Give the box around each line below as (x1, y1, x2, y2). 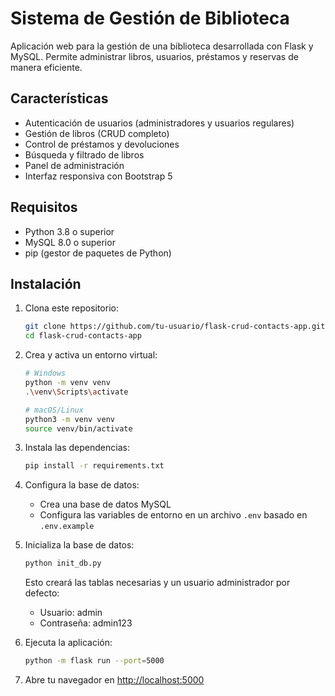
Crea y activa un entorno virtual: (24, 349, 158, 361)
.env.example (39, 522, 95, 532)
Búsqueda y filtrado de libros (24, 148, 145, 161)
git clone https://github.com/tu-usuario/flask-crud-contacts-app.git (24, 322, 326, 332)
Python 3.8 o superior (24, 225, 115, 237)
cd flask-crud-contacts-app (24, 331, 142, 341)
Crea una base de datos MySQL (39, 498, 172, 511)
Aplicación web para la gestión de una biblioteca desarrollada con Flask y (10, 40, 314, 52)
